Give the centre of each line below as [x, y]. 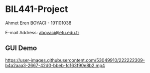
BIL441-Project [37, 9]
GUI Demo [21, 48]
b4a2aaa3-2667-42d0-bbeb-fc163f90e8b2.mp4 [55, 65]
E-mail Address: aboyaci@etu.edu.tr [42, 32]
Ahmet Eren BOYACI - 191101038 [38, 23]
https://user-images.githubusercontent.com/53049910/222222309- [75, 60]
